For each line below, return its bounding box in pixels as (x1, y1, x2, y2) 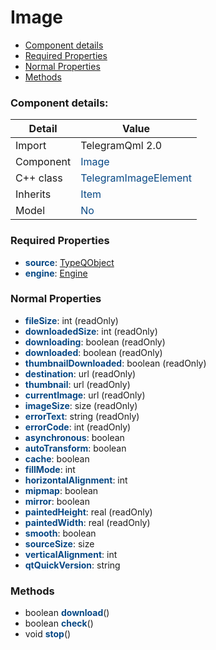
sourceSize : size (24, 537, 95, 550)
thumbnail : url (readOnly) (24, 378, 131, 390)
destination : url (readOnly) (24, 367, 137, 380)
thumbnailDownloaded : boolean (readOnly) (24, 357, 207, 369)
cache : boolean (24, 452, 90, 465)
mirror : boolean (24, 495, 90, 507)
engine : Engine (24, 267, 88, 279)
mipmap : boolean (24, 484, 99, 496)
